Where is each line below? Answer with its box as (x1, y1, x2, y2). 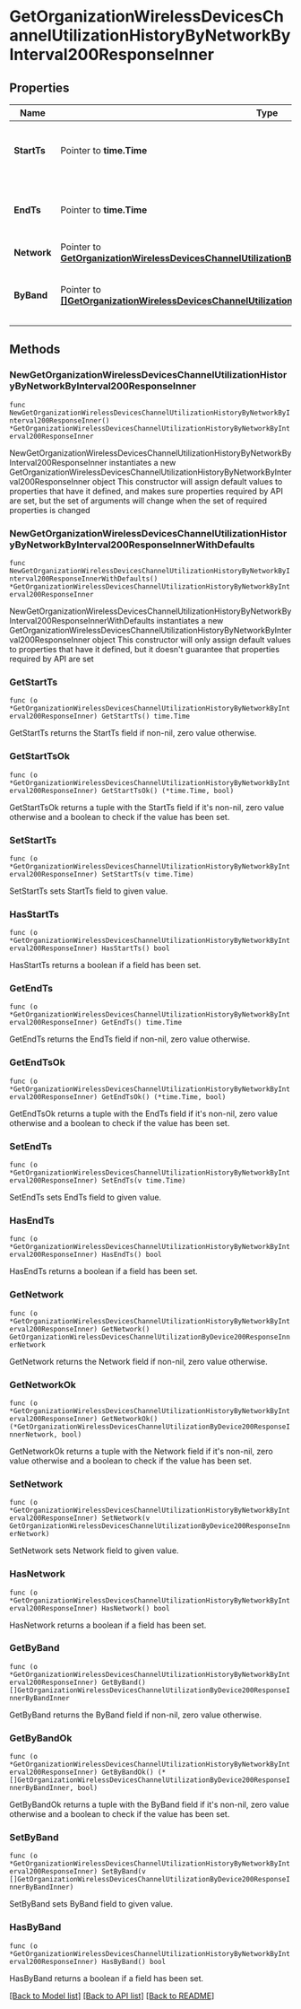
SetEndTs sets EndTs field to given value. (9, 1192, 162, 1203)
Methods (9, 342, 61, 357)
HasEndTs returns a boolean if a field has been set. (9, 1266, 198, 1277)
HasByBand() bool (101, 1957, 167, 1966)
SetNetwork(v (101, 1514, 150, 1523)
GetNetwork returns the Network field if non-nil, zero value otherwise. (9, 1356, 268, 1367)
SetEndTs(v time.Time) (101, 1176, 186, 1185)
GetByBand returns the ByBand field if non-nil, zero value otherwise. (9, 1709, 262, 1720)
